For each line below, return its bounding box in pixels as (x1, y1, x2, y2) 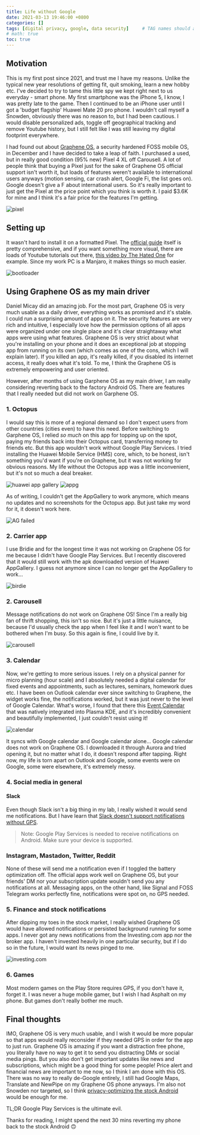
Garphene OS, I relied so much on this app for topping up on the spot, (6, 431, 177, 438)
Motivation (6, 59, 48, 69)
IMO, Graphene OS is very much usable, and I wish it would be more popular (6, 1030, 193, 1037)
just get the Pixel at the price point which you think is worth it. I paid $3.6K (6, 188, 189, 195)
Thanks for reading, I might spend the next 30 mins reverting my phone (6, 1116, 182, 1124)
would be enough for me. (6, 1094, 68, 1101)
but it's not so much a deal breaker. (6, 470, 93, 477)
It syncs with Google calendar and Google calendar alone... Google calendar (6, 737, 193, 744)
